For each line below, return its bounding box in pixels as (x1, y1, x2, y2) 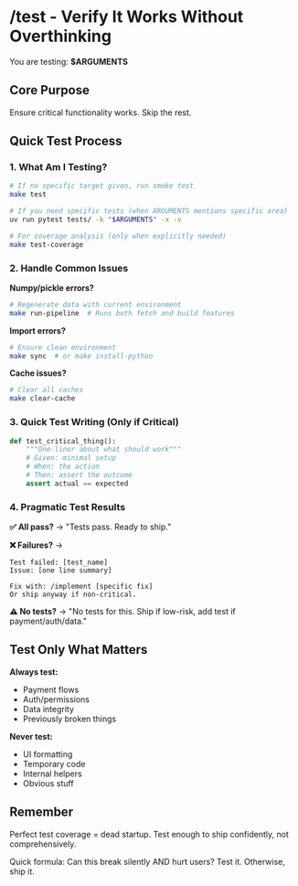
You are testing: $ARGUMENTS (9, 56, 128, 67)
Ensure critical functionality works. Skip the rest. (9, 107, 192, 118)
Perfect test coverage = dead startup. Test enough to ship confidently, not (9, 828, 290, 839)
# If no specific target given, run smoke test (9, 181, 195, 191)
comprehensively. (9, 838, 77, 849)
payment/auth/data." (9, 615, 87, 627)
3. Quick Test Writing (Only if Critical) (9, 416, 180, 429)
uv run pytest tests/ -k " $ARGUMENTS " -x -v (9, 215, 182, 225)
